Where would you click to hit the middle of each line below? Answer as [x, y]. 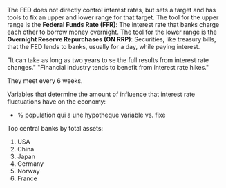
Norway [28, 171]
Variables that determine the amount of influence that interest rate [101, 94]
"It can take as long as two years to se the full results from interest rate [108, 60]
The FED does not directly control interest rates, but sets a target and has [112, 10]
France [27, 178]
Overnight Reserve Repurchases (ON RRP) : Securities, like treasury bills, [112, 39]
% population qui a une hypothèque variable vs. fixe [91, 115]
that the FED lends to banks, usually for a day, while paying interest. [104, 47]
